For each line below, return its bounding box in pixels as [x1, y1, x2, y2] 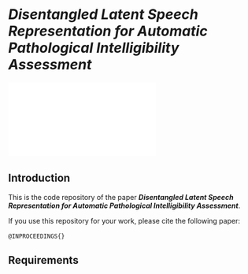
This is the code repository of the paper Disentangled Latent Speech [8, 192, 234, 202]
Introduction [8, 172, 71, 185]
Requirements [8, 254, 79, 267]
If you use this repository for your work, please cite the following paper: [8, 216, 240, 225]
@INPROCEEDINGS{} [8, 232, 65, 240]
